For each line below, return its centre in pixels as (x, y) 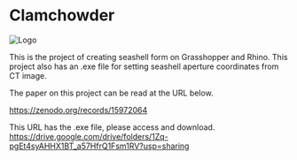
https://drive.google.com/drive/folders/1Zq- (89, 136)
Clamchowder (62, 15)
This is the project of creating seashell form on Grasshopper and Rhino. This (148, 57)
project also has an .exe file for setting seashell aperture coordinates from (144, 66)
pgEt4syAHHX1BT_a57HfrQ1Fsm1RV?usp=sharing (99, 146)
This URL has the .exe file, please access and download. (112, 127)
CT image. (28, 75)
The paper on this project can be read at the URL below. (112, 93)
